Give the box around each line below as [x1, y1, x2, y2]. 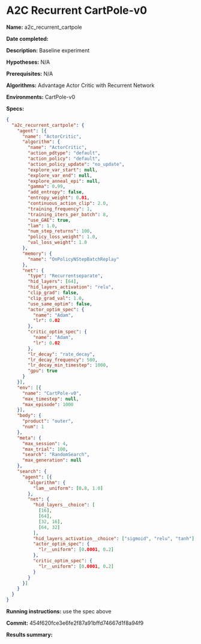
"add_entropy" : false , [28, 189, 85, 195]
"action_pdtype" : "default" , [28, 150, 101, 156]
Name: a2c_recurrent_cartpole [6, 23, 82, 31]
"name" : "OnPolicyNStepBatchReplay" [28, 256, 119, 262]
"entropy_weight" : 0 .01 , [28, 195, 90, 201]
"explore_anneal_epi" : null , [28, 178, 101, 184]
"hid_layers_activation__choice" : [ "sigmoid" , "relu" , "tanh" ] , [32, 535, 197, 541]
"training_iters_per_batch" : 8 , [28, 211, 109, 217]
